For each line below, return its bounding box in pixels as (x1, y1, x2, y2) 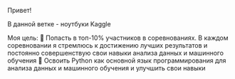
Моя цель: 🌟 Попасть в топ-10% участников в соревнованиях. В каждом (7, 33, 229, 42)
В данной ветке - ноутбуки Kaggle (7, 20, 112, 28)
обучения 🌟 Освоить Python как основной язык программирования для (7, 56, 226, 65)
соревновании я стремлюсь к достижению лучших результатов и (7, 41, 208, 49)
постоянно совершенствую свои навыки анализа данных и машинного (7, 49, 224, 57)
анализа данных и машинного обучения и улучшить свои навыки (7, 64, 206, 72)
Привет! (7, 6, 32, 14)
